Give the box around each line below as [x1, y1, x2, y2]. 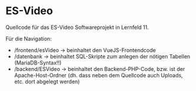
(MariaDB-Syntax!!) [14, 59, 62, 66]
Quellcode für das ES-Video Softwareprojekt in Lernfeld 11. [5, 24, 149, 31]
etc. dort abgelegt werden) [14, 78, 80, 85]
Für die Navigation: [5, 35, 52, 42]
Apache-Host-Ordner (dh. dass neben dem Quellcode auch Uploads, [14, 71, 184, 79]
